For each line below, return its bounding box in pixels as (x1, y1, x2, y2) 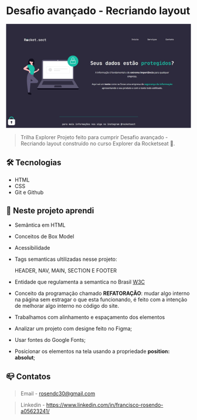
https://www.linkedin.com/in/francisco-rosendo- (46, 401, 164, 409)
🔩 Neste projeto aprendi (6, 206, 94, 216)
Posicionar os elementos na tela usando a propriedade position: (14, 348, 170, 355)
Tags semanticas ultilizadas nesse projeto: (14, 256, 117, 263)
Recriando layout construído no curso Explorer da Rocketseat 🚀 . (20, 140, 175, 147)
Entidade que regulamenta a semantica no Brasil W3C (14, 278, 145, 285)
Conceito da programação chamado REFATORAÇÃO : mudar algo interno (14, 290, 190, 297)
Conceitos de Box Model (14, 233, 74, 240)
